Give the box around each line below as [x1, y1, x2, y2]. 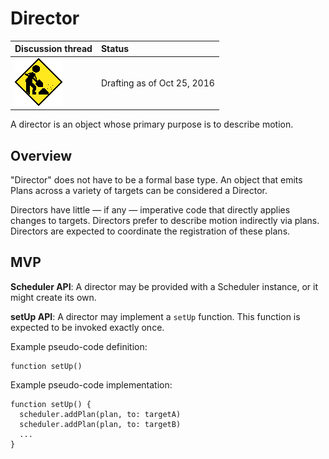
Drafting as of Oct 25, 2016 [100, 77, 215, 89]
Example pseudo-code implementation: [10, 378, 173, 391]
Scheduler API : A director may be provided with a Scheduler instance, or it [10, 280, 319, 292]
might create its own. [10, 291, 97, 303]
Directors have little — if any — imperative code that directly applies [10, 204, 291, 216]
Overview [10, 147, 73, 164]
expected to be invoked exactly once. [10, 321, 165, 333]
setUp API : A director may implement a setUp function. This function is [10, 310, 301, 322]
